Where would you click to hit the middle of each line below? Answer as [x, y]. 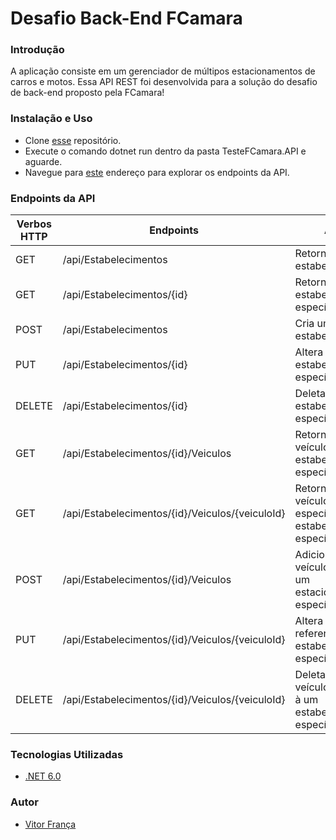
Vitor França [50, 824]
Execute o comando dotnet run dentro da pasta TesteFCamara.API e [165, 151]
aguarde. [43, 161]
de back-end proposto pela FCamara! [87, 93]
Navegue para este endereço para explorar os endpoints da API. [157, 172]
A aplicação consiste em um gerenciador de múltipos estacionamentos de [163, 71]
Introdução [37, 50]
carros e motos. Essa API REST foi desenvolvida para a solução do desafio [164, 82]
